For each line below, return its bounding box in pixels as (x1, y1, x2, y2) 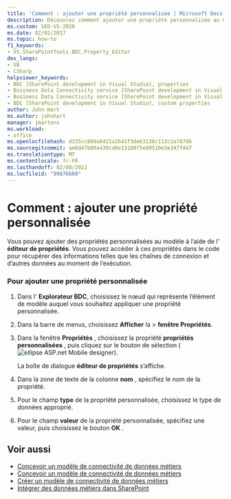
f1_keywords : (7, 42, 45, 49)
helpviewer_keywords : (7, 74, 69, 81)
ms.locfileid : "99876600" (7, 170, 81, 177)
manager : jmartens (7, 119, 60, 126)
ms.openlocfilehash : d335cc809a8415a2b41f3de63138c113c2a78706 (7, 139, 192, 145)
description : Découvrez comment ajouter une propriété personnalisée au (7, 17, 220, 23)
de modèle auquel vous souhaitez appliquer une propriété (16, 299, 181, 307)
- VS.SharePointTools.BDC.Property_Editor (7, 49, 131, 56)
